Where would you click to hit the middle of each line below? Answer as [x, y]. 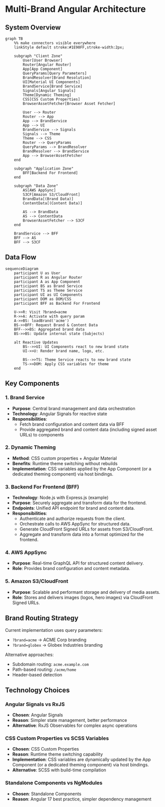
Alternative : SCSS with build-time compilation [59, 770]
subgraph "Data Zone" [36, 186]
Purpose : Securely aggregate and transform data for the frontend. [79, 503]
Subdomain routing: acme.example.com [50, 664]
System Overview [33, 27]
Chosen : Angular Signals [37, 715]
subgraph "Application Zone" [44, 169]
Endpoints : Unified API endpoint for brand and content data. [73, 508]
